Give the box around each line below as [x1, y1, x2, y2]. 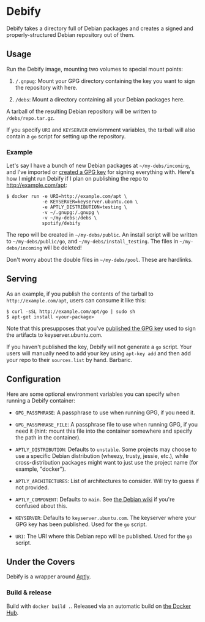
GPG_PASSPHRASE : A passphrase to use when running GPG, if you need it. [15, 409, 195, 416]
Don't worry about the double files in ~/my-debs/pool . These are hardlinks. [6, 256, 193, 264]
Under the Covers [6, 557, 75, 567]
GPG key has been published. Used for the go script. [15, 521, 147, 528]
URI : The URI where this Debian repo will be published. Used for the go [15, 532, 193, 540]
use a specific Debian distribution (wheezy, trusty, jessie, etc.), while [15, 452, 188, 459]
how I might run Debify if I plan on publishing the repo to [6, 175, 149, 183]
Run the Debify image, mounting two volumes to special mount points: [6, 65, 184, 73]
